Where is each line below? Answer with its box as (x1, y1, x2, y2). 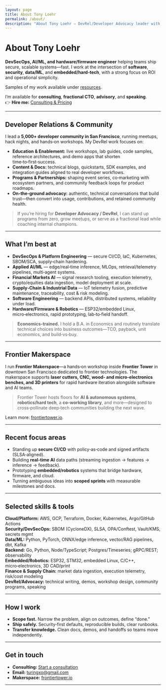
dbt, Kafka (5, 542, 26, 548)
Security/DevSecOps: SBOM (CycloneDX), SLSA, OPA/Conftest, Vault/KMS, (5, 526, 161, 532)
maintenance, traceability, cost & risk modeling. (12, 290, 109, 296)
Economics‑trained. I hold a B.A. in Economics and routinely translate (17, 321, 160, 327)
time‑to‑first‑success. (12, 159, 56, 165)
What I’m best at (5, 240, 57, 248)
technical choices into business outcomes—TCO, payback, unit (17, 326, 146, 332)
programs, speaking (5, 584, 46, 590)
